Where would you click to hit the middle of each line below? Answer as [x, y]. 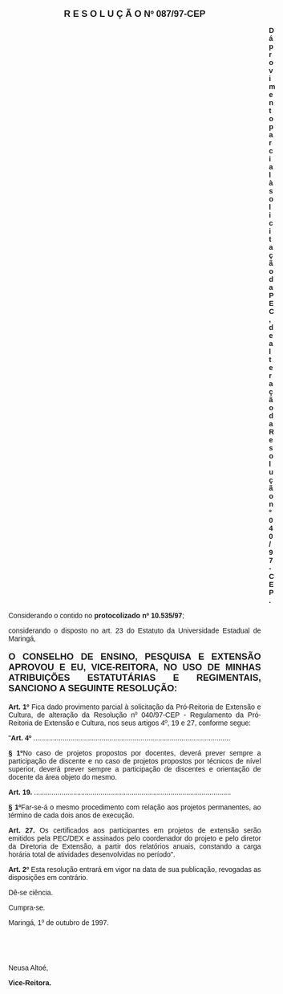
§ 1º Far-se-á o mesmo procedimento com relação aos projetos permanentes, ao [135, 807]
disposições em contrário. [48, 877]
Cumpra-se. [27, 908]
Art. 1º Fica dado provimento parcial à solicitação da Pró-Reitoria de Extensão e [135, 707]
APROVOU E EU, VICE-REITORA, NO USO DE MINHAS [135, 667]
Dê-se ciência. [31, 892]
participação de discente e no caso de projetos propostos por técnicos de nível [135, 761]
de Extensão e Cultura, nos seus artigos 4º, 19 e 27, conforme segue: [143, 723]
